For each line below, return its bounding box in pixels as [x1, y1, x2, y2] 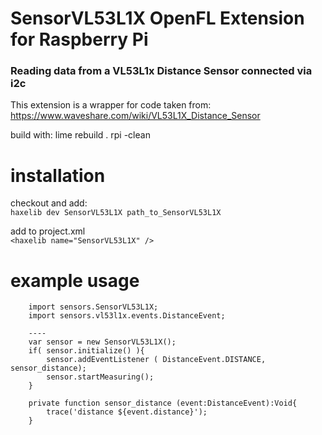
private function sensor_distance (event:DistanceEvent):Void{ [28, 398, 298, 409]
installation [10, 164, 106, 187]
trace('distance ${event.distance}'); [46, 407, 208, 417]
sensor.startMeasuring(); [46, 372, 155, 382]
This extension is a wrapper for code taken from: [10, 99, 212, 111]
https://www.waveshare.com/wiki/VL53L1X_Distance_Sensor [10, 110, 261, 122]
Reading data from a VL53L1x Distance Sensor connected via [10, 64, 313, 78]
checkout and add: [10, 197, 88, 209]
